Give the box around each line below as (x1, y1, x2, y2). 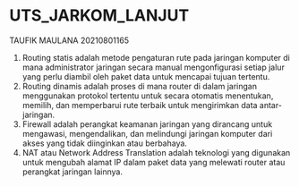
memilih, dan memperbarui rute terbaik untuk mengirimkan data (21, 99, 258, 110)
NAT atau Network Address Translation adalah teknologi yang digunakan (21, 147, 291, 157)
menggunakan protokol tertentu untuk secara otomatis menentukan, (21, 90, 274, 101)
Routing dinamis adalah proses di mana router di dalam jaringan (21, 80, 258, 91)
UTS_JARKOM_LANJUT (9, 5, 190, 26)
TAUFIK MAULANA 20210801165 (9, 35, 130, 46)
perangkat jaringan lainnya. (21, 166, 124, 177)
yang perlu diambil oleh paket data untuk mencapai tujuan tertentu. (21, 71, 270, 81)
